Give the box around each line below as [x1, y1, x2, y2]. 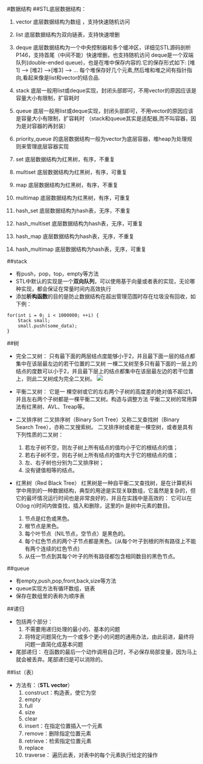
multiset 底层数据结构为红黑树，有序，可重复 [15, 169, 127, 175]
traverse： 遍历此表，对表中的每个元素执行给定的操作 [24, 751, 158, 759]
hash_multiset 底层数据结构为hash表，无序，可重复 [15, 220, 144, 227]
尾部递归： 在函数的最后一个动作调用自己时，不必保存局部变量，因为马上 [15, 649, 198, 655]
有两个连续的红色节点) [24, 545, 80, 552]
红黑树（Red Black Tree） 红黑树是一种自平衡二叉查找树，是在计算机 [15, 479, 187, 487]
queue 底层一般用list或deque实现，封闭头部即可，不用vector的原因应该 [15, 108, 194, 114]
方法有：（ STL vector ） [15, 682, 73, 688]
